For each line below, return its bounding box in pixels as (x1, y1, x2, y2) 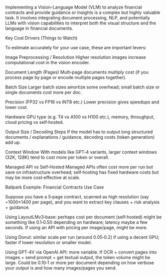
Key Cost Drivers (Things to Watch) (5, 35, 78, 41)
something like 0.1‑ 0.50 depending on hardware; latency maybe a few (5, 219, 148, 225)
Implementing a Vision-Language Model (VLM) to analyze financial (5, 4, 142, 10)
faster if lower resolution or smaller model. (5, 240, 92, 245)
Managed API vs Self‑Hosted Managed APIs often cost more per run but (5, 164, 154, 170)
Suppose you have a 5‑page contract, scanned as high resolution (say (5, 194, 149, 199)
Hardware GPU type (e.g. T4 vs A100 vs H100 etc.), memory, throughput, (5, 114, 155, 120)
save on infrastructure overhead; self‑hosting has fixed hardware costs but (5, 169, 159, 175)
